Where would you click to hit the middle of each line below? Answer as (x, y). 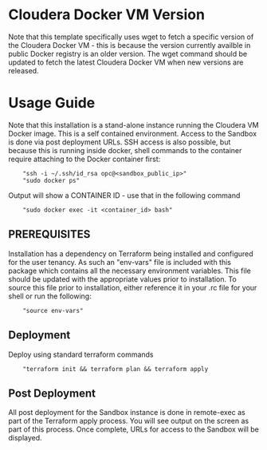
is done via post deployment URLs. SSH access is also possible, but (120, 142)
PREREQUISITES (49, 234)
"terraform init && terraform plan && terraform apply (116, 369)
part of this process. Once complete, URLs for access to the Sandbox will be (133, 429)
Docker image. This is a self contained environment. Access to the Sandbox (133, 133)
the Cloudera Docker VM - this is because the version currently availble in (130, 45)
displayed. (25, 438)
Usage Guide (52, 103)
